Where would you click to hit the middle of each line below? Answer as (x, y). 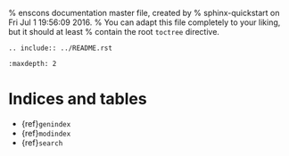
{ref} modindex (46, 133)
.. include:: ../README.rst (61, 48)
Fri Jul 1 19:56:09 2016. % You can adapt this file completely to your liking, (144, 22)
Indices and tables (78, 99)
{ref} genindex (46, 123)
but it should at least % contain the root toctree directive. (114, 32)
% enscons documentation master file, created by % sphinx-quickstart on (144, 13)
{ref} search (42, 143)
